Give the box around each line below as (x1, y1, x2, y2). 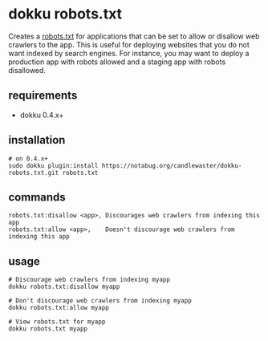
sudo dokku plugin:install (8, 161, 99, 169)
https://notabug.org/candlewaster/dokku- (101, 161, 242, 169)
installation (8, 133, 66, 147)
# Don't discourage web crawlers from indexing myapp (8, 297, 193, 305)
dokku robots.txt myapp (8, 325, 88, 333)
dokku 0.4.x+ (19, 110, 64, 120)
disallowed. (8, 65, 47, 75)
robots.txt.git (8, 168, 59, 177)
